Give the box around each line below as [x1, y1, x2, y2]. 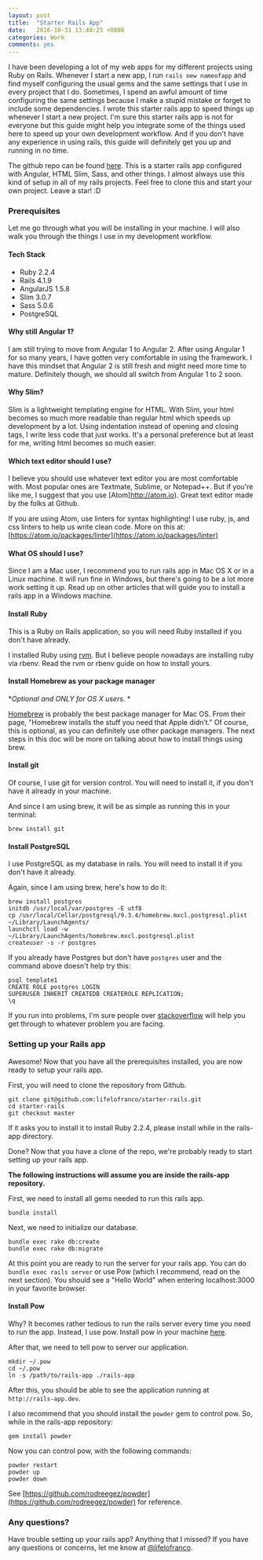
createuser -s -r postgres [8, 939, 97, 947]
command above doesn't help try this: [8, 961, 131, 971]
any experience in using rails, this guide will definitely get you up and [8, 137, 232, 147]
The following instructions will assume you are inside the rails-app [8, 1170, 230, 1179]
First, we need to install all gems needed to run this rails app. [8, 1193, 205, 1203]
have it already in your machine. [8, 786, 111, 796]
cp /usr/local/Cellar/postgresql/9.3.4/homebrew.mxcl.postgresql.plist [8, 912, 247, 920]
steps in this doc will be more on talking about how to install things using [8, 734, 243, 743]
